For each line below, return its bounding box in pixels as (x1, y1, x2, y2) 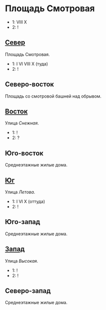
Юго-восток (5, 149, 44, 157)
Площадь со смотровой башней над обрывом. (5, 93, 102, 99)
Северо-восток (5, 80, 54, 88)
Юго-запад (5, 218, 40, 226)
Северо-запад (5, 287, 51, 295)
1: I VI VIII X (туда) (12, 61, 48, 66)
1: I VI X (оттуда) (12, 199, 45, 204)
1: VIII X (12, 19, 27, 25)
